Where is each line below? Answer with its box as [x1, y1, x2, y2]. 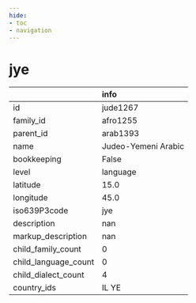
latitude [13, 180, 41, 191]
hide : [9, 11, 27, 20]
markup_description [13, 231, 88, 242]
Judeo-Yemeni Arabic [101, 141, 185, 152]
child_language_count [13, 256, 94, 267]
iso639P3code [13, 205, 69, 216]
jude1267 [101, 102, 139, 113]
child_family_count [13, 244, 81, 255]
